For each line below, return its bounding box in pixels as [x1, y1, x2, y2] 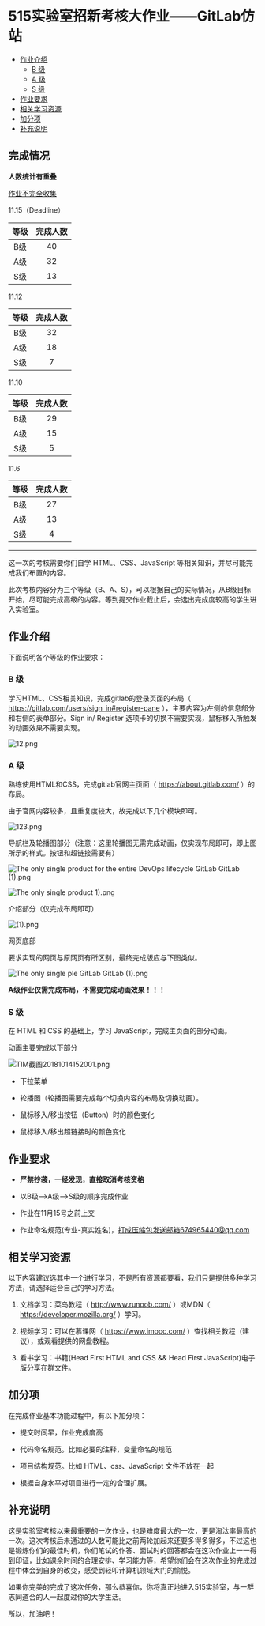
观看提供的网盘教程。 [43, 1337, 114, 1346]
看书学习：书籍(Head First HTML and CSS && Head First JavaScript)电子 [19, 1353, 256, 1363]
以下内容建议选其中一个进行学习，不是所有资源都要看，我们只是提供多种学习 [8, 1273, 257, 1283]
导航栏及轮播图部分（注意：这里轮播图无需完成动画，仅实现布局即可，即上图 [8, 839, 257, 848]
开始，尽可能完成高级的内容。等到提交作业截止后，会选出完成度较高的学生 [8, 594, 250, 604]
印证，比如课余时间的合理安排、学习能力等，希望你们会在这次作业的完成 [14, 1555, 250, 1565]
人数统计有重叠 [8, 172, 57, 181]
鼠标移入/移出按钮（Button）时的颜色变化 [19, 1110, 155, 1119]
